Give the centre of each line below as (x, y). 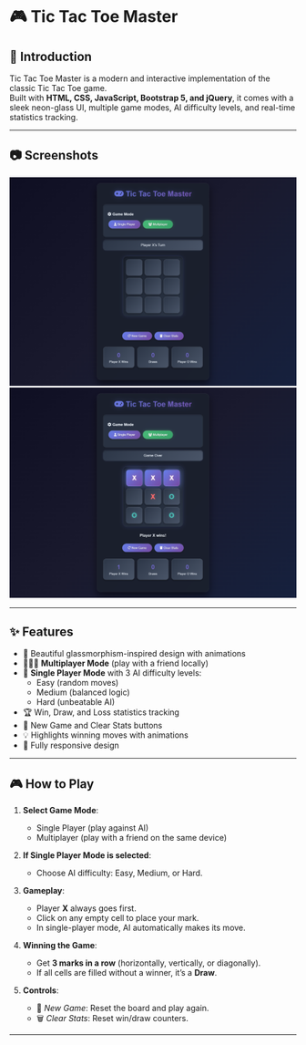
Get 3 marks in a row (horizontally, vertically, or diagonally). (148, 963)
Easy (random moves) (77, 683)
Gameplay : (44, 891)
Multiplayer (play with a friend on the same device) (132, 838)
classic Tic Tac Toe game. (58, 88)
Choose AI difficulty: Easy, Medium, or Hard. (119, 873)
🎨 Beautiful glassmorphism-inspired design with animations (134, 654)
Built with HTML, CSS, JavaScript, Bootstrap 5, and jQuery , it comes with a (152, 98)
